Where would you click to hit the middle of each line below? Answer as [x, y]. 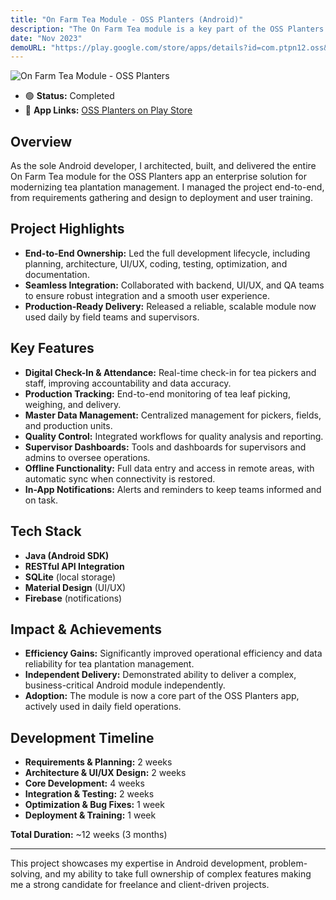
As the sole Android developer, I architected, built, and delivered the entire [163, 166]
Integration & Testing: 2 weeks [89, 794]
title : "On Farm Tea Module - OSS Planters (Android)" [127, 19]
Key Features [52, 348]
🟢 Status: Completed [69, 96]
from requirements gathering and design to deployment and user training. [161, 198]
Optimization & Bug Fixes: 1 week [94, 805]
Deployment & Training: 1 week [90, 815]
